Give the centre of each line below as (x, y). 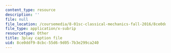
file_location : (21, 24)
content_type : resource (31, 10)
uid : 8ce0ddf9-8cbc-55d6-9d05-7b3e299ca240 (52, 43)
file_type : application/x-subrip (41, 29)
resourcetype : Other (27, 33)
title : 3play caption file (34, 38)
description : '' (22, 15)
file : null (17, 19)
